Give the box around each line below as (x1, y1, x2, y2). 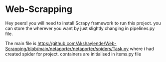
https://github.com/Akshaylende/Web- (37, 40, 117, 46)
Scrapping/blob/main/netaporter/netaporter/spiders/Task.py (5, 45, 129, 51)
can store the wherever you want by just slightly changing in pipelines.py (5, 25, 155, 31)
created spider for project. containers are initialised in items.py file (5, 51, 141, 57)
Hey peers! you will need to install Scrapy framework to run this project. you (5, 20, 161, 26)
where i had (129, 45, 155, 51)
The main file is (5, 40, 36, 46)
